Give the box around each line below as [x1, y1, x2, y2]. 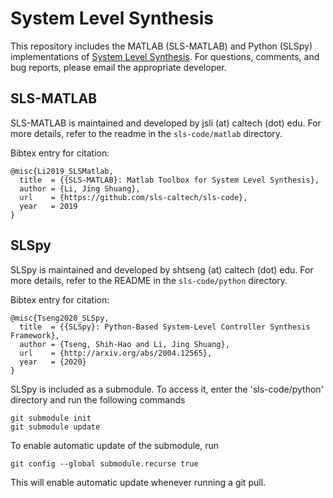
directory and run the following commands [10, 393, 186, 406]
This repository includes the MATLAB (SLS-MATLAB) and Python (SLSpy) [10, 40, 313, 52]
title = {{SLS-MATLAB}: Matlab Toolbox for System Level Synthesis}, [19, 175, 320, 185]
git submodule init [10, 413, 92, 423]
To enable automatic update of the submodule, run [10, 439, 220, 451]
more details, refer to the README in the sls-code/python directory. [10, 274, 288, 286]
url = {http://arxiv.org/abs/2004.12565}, [19, 348, 213, 358]
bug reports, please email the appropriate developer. [10, 61, 227, 73]
